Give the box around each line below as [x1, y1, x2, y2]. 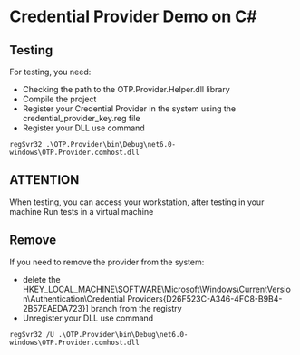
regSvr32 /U [9, 330, 54, 339]
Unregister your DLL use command [22, 312, 154, 323]
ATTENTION [9, 172, 80, 187]
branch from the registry [90, 302, 183, 313]
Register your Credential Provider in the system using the [22, 103, 237, 114]
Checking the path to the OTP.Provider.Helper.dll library [22, 84, 230, 94]
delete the [22, 273, 61, 284]
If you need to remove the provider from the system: [9, 256, 205, 267]
